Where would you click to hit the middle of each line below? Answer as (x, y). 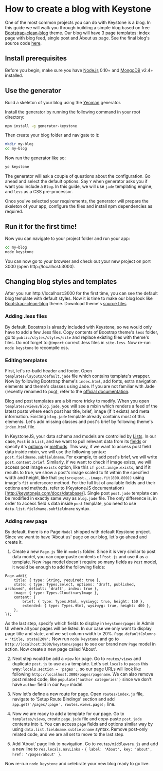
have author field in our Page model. (48, 684)
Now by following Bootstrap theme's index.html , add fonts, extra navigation (81, 381)
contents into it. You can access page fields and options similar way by (82, 724)
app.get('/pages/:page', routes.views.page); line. (64, 704)
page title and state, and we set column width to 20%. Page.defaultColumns (81, 634)
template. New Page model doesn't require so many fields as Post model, (85, 562)
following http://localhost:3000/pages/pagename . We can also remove (82, 674)
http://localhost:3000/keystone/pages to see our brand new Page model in (80, 644)
